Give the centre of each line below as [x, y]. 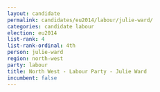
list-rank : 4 [26, 39]
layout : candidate [34, 13]
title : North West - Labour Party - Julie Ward [77, 71]
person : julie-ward [35, 53]
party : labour [28, 65]
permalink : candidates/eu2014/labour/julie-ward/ [80, 20]
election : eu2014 [32, 33]
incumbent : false [32, 78]
